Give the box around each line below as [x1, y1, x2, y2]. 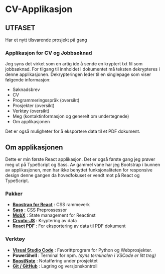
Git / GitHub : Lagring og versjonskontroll [12, 263, 98, 269]
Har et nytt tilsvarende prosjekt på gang [5, 37, 87, 43]
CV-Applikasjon [5, 4, 73, 15]
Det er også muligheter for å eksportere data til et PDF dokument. [5, 128, 140, 134]
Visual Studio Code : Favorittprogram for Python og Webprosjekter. [12, 247, 152, 253]
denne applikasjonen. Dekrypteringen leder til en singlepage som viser [5, 71, 151, 77]
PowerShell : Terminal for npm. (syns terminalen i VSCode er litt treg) [12, 252, 156, 258]
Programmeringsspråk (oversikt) [12, 97, 80, 104]
